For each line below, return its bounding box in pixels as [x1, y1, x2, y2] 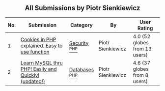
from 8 [133, 71, 149, 78]
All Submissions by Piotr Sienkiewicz [25, 4, 140, 12]
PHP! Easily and [20, 65, 57, 72]
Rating [137, 25, 153, 31]
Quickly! [20, 71, 40, 78]
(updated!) [20, 78, 45, 85]
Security [69, 39, 89, 46]
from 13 [133, 45, 152, 52]
